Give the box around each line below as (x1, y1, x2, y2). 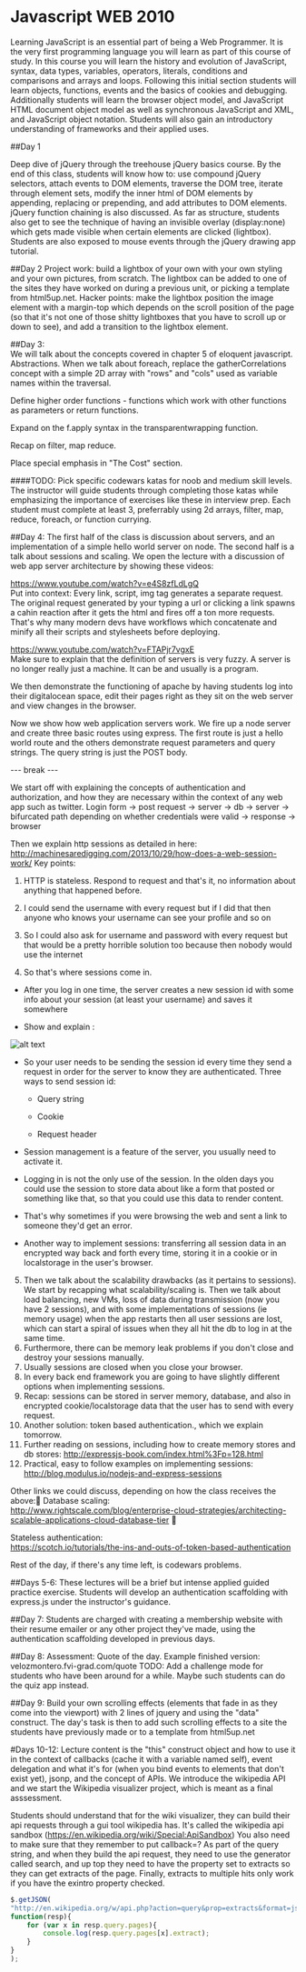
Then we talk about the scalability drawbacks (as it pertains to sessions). (23, 1275, 297, 1286)
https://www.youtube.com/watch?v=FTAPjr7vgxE (10, 644, 194, 655)
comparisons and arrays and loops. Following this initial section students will (10, 75, 297, 85)
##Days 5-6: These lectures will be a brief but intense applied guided (10, 1577, 271, 1587)
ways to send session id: (23, 1076, 116, 1086)
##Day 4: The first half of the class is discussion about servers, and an (10, 531, 275, 542)
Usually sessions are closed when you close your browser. (23, 1361, 243, 1372)
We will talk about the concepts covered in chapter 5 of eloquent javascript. (10, 348, 293, 359)
